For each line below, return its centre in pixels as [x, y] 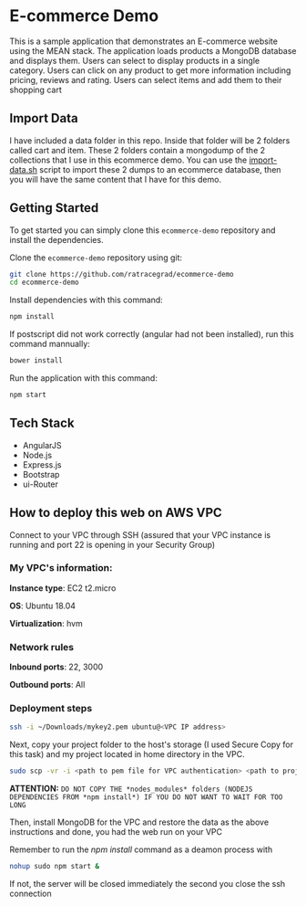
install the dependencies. [56, 239]
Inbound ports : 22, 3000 [56, 667]
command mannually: [50, 344]
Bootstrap [41, 474]
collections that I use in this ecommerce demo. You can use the [128, 160]
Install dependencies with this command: [87, 300]
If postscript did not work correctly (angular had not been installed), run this [152, 334]
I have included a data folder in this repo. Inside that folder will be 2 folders [150, 140]
